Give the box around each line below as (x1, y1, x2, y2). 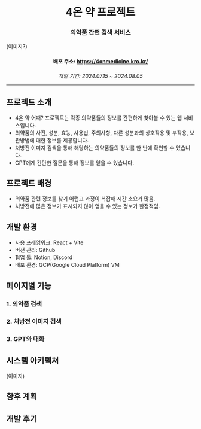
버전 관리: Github (14, 247, 56, 254)
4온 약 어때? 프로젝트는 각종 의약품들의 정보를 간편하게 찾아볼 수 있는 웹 (14, 114, 182, 121)
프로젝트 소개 (6, 97, 52, 108)
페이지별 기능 (6, 281, 52, 291)
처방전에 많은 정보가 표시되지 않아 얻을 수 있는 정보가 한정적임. (14, 203, 160, 210)
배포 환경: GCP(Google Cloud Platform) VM (14, 261, 120, 269)
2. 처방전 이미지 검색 (6, 318, 62, 326)
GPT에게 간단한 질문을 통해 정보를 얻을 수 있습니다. (14, 159, 135, 166)
